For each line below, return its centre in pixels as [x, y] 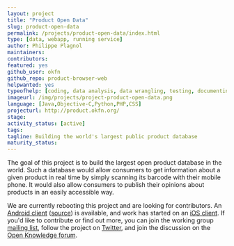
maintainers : [26, 53]
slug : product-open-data [43, 26]
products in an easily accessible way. [61, 192]
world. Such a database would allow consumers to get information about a [114, 170]
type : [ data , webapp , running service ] [65, 40]
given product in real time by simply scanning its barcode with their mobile [114, 177]
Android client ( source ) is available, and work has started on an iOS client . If [116, 213]
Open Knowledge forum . [42, 235]
